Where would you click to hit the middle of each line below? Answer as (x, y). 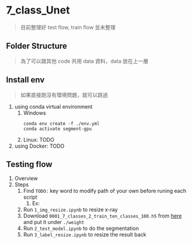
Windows (35, 113)
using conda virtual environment (53, 106)
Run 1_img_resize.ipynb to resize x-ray (71, 210)
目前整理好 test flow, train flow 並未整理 (68, 27)
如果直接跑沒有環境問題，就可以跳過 (64, 95)
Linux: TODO (39, 139)
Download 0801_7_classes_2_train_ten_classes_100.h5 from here (102, 216)
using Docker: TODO (40, 146)
